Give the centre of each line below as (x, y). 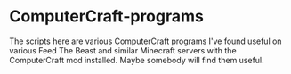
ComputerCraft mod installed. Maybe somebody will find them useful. (137, 60)
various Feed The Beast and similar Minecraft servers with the (123, 50)
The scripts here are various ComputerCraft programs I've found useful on (145, 41)
